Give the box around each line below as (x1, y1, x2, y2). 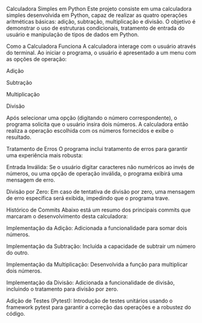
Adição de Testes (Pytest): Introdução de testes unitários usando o (6, 297, 173, 304)
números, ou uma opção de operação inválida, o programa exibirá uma (6, 170, 183, 177)
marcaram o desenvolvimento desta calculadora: (6, 213, 128, 220)
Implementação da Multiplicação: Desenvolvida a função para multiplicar (6, 261, 188, 268)
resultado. (6, 133, 31, 141)
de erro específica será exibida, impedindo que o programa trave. (6, 195, 170, 202)
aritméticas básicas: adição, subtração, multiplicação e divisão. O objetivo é (6, 18, 196, 25)
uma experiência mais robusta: (6, 152, 83, 159)
